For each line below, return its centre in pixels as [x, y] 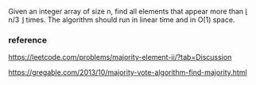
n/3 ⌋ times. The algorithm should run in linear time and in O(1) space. [122, 20]
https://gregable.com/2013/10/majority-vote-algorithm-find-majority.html [128, 72]
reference [28, 40]
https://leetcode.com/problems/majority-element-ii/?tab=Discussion [120, 57]
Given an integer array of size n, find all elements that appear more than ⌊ [128, 11]
